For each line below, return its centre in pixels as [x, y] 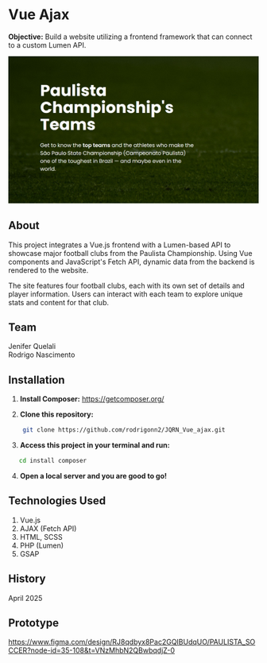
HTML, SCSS [41, 537]
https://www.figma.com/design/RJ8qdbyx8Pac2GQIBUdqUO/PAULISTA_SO [132, 642]
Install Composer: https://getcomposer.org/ [92, 399]
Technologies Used [57, 501]
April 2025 [25, 598]
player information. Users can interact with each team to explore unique [126, 294]
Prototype [34, 623]
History [27, 579]
